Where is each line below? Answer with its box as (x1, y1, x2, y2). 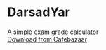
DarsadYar (7, 4, 70, 20)
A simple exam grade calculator (7, 27, 99, 36)
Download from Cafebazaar (7, 35, 88, 43)
